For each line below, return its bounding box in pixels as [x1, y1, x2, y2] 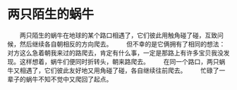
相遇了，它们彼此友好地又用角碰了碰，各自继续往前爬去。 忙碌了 [19, 66, 219, 75]
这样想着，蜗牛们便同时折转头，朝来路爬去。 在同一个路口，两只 [19, 57, 219, 65]
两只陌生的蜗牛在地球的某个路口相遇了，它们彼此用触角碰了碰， [19, 31, 205, 39]
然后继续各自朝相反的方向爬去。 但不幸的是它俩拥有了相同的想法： [19, 39, 226, 48]
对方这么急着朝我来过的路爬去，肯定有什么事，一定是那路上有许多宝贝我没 [7, 49, 224, 57]
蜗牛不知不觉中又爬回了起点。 [25, 75, 113, 83]
